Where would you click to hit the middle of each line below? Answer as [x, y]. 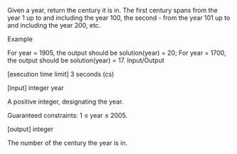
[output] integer [30, 129]
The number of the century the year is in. [68, 143]
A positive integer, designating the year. [65, 101]
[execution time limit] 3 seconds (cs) [61, 74]
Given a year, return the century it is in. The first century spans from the [113, 10]
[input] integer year [36, 88]
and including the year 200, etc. [54, 25]
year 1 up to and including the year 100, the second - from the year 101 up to [119, 18]
